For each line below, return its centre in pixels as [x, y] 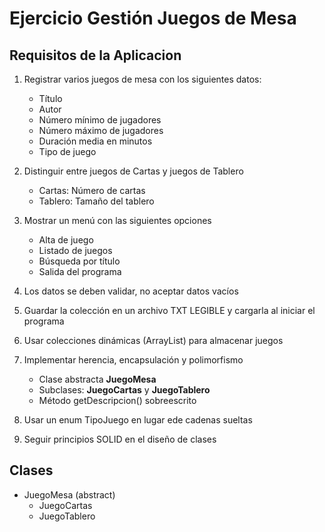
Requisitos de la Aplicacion [95, 55]
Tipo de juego [67, 151]
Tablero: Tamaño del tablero [96, 201]
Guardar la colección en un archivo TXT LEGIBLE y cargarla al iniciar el [169, 310]
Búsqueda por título [79, 261]
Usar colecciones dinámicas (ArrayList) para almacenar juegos [153, 340]
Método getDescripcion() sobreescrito [117, 400]
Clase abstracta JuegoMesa [97, 379]
